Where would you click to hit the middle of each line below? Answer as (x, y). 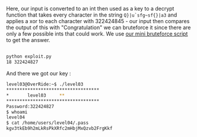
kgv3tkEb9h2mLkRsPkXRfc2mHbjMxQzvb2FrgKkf (59, 129)
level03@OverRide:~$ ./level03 (45, 85)
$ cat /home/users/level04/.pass (47, 123)
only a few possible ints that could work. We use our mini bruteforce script (97, 34)
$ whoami (17, 112)
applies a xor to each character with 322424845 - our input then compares (98, 21)
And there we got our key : (39, 74)
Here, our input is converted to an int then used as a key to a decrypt (90, 9)
